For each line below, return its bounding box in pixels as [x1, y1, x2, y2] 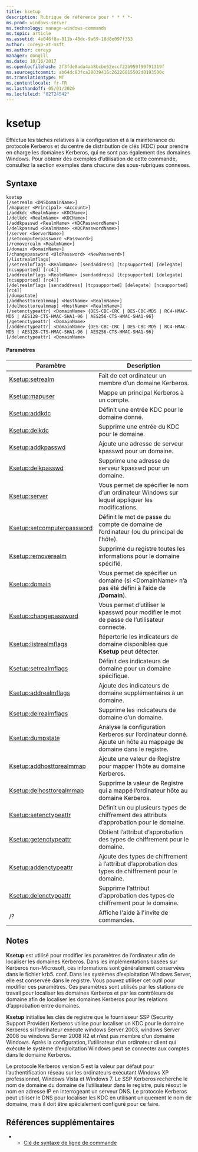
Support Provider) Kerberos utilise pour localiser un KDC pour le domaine [6, 1019, 184, 1027]
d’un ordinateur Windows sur [98, 488, 179, 496]
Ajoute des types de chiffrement [98, 852, 187, 860]
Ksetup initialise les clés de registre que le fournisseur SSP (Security [6, 1013, 174, 1021]
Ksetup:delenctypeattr [9, 891, 71, 899]
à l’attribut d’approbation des [98, 859, 178, 867]
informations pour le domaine [98, 551, 180, 560]
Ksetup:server [9, 492, 48, 500]
